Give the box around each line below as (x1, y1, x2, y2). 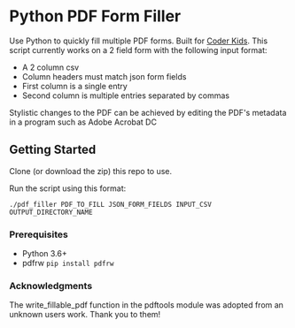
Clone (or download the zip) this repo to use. (9, 165, 173, 176)
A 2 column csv (21, 62, 80, 72)
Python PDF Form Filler (9, 6, 182, 27)
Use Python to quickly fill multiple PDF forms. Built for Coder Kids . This (9, 35, 268, 46)
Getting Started (9, 142, 97, 157)
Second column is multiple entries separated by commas (21, 90, 230, 101)
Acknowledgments (9, 279, 93, 292)
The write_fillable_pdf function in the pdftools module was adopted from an (9, 300, 283, 310)
